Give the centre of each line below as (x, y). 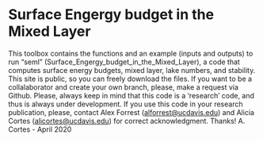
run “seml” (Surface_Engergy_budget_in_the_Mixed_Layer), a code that (124, 62)
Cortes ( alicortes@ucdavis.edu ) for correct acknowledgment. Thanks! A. (127, 121)
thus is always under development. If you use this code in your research (126, 104)
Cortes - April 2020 (40, 129)
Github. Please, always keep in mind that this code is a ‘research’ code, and (131, 95)
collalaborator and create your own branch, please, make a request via (124, 87)
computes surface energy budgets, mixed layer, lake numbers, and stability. (132, 70)
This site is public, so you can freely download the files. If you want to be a (130, 79)
